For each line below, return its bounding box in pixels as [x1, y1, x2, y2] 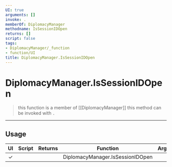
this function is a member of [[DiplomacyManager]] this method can [17, 105, 162, 111]
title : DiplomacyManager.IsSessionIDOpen [5, 55, 95, 60]
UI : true [5, 7, 24, 13]
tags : [5, 41, 17, 46]
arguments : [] [5, 12, 36, 17]
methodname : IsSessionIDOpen [5, 27, 68, 32]
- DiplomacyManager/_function [5, 45, 70, 51]
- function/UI [5, 50, 36, 55]
